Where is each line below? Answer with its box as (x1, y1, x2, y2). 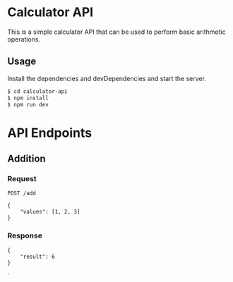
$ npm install (7, 94, 49, 102)
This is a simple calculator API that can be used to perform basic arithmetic (7, 27, 226, 36)
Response (7, 231, 42, 240)
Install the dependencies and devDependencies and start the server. (7, 74, 207, 82)
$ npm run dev (7, 101, 49, 108)
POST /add (7, 190, 37, 197)
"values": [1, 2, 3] (20, 209, 80, 216)
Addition (7, 152, 46, 164)
